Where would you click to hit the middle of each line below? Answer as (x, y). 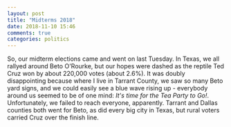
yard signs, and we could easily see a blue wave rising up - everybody (108, 88)
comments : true (29, 33)
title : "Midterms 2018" (41, 20)
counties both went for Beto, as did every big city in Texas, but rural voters (113, 110)
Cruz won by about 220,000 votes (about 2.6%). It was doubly (96, 74)
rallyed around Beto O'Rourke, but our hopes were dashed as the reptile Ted (116, 66)
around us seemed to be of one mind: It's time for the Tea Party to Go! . (108, 96)
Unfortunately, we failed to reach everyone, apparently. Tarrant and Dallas (112, 103)
